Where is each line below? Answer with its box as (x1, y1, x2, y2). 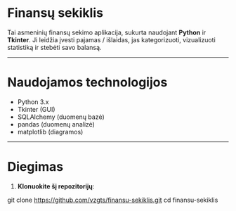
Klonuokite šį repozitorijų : (17, 181, 95, 191)
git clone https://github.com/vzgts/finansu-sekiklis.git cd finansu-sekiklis (7, 196, 218, 204)
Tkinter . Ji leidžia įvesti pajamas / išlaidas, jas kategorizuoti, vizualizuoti (7, 35, 216, 44)
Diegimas (7, 159, 64, 175)
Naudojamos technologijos (7, 75, 168, 91)
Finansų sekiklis (7, 5, 104, 21)
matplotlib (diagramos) (17, 127, 84, 136)
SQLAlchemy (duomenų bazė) (17, 113, 105, 121)
